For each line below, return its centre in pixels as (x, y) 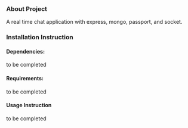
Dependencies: (26, 51)
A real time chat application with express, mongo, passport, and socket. (94, 22)
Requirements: (25, 79)
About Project (27, 9)
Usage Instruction (29, 105)
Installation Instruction (40, 38)
